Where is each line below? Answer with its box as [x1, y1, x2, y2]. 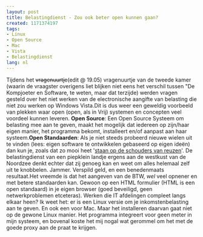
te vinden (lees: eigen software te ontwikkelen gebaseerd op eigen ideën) [6, 140, 190, 148]
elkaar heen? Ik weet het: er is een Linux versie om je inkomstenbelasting [6, 198, 189, 206]
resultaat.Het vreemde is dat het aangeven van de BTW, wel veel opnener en [6, 172, 198, 180]
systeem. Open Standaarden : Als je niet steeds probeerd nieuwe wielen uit [6, 134, 193, 141]
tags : [6, 25, 20, 32]
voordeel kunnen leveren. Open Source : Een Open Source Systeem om [6, 114, 184, 122]
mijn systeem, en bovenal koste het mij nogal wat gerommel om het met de [6, 217, 193, 224]
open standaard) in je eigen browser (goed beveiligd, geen [6, 185, 153, 192]
